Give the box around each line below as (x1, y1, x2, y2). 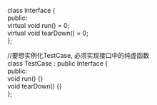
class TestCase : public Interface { (7, 59, 108, 67)
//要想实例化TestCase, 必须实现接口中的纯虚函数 (7, 51, 150, 59)
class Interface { (7, 6, 56, 14)
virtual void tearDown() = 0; (7, 29, 89, 37)
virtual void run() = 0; (7, 21, 70, 29)
